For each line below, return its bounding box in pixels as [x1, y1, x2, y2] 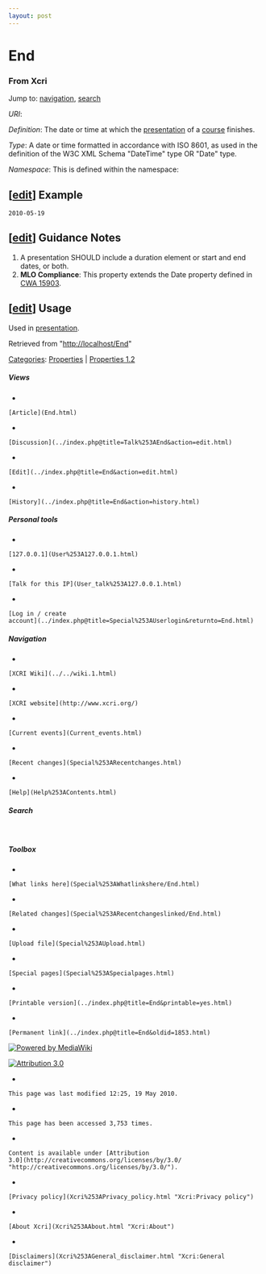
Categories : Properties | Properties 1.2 [8, 354, 135, 363]
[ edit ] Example [8, 188, 83, 201]
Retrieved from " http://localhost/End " [8, 338, 132, 348]
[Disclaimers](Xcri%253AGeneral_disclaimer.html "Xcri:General [8, 1252, 226, 1261]
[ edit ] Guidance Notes [8, 231, 122, 245]
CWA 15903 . [19, 278, 62, 288]
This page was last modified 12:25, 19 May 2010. [8, 1089, 179, 1098]
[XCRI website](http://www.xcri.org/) [8, 699, 139, 708]
